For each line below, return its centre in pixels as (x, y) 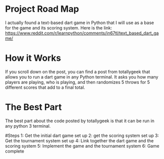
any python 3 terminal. (28, 126)
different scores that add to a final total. (45, 87)
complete (15, 151)
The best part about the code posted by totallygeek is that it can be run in (80, 121)
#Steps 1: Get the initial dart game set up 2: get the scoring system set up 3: (82, 135)
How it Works (33, 58)
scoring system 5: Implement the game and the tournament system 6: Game (82, 146)
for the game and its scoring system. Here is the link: (59, 27)
